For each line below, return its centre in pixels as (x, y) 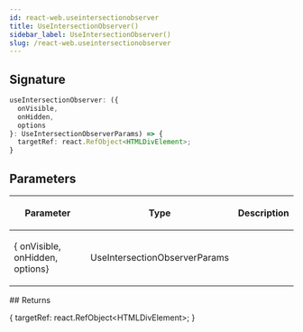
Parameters (43, 178)
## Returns (30, 300)
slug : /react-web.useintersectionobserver (90, 43)
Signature (37, 79)
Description (263, 213)
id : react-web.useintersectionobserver (84, 18)
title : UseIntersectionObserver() (74, 26)
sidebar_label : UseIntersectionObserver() (90, 34)
